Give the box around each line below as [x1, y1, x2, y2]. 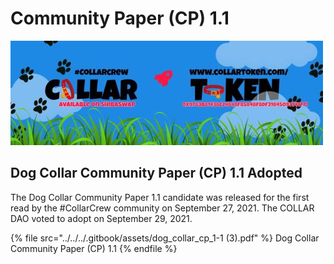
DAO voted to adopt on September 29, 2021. [10, 212, 193, 224]
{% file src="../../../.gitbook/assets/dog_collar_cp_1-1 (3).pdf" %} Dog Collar [10, 232, 320, 244]
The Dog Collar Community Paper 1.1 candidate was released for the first [10, 191, 310, 203]
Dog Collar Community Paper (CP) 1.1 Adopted [10, 165, 303, 182]
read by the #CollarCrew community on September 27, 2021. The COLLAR [10, 202, 315, 214]
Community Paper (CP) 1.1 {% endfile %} [10, 242, 178, 254]
